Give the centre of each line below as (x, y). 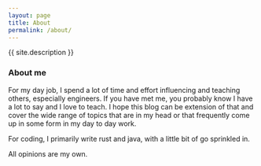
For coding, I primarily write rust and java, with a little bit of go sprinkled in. (129, 138)
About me (28, 73)
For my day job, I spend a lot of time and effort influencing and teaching (124, 90)
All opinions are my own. (48, 153)
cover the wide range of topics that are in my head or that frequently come (129, 115)
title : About (29, 23)
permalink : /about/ (40, 30)
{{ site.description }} (41, 53)
